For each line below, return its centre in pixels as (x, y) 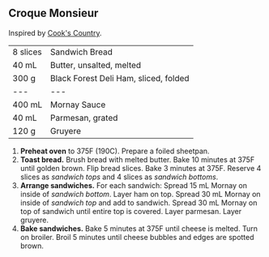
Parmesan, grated (84, 118)
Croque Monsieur (53, 13)
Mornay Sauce (78, 105)
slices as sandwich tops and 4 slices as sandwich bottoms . (119, 177)
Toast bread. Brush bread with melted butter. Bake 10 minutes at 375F (137, 159)
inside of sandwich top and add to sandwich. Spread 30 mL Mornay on (139, 203)
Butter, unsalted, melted (96, 65)
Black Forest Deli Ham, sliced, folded (120, 78)
